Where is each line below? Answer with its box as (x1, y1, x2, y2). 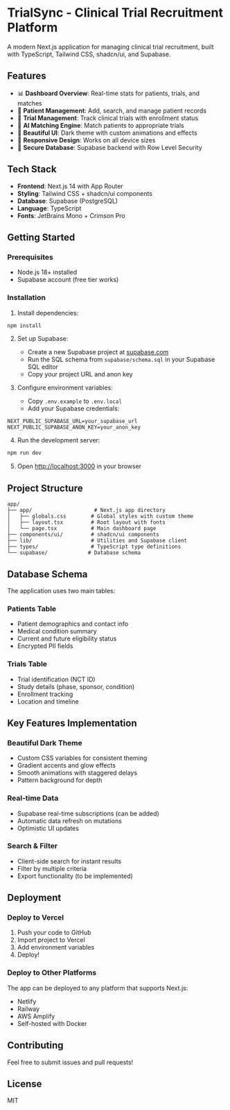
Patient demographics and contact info (17, 620, 129, 628)
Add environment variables (17, 943, 95, 952)
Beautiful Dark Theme (7, 738, 82, 747)
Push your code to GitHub (17, 929, 91, 937)
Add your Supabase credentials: (27, 404, 120, 413)
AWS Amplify (17, 1012, 55, 1020)
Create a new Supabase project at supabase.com (27, 348, 169, 356)
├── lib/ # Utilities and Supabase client (7, 537, 188, 545)
